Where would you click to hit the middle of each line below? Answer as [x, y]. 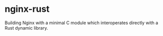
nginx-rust [27, 9]
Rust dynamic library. [26, 28]
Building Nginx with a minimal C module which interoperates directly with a [81, 23]
